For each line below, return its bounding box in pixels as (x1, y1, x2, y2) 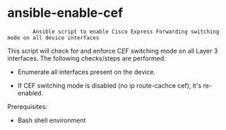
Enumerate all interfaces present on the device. (17, 67, 156, 76)
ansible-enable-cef (7, 5, 124, 21)
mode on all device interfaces (7, 34, 100, 41)
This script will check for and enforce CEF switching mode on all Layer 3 (7, 46, 218, 55)
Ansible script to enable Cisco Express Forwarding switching (32, 28, 220, 35)
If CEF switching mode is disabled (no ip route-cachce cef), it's (17, 81, 202, 89)
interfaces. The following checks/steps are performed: (7, 54, 166, 63)
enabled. (17, 89, 44, 97)
